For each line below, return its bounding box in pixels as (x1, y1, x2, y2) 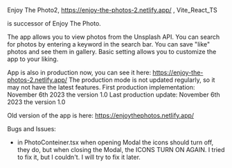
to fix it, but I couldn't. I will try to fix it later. (17, 153, 141, 161)
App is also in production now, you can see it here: (7, 69, 151, 76)
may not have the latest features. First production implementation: (7, 83, 195, 91)
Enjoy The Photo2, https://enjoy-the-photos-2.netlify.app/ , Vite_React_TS (7, 6, 217, 14)
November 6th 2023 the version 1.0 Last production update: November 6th (7, 90, 220, 99)
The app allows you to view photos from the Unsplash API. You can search (7, 33, 220, 41)
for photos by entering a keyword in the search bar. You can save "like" (7, 40, 211, 48)
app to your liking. (7, 55, 59, 63)
